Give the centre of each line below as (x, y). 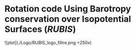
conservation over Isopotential (68, 19)
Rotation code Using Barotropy (68, 9)
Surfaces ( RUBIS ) (40, 29)
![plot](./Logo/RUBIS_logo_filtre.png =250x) (48, 42)
